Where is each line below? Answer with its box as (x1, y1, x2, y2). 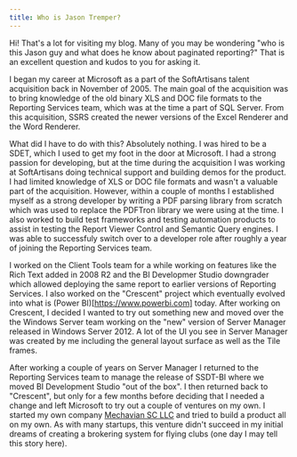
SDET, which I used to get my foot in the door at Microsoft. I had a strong (9, 148, 277, 159)
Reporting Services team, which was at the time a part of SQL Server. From (9, 102, 285, 112)
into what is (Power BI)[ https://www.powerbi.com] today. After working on (9, 298, 281, 308)
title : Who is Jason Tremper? (9, 12, 122, 22)
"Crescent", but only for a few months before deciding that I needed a (9, 390, 265, 401)
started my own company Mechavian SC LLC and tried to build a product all (9, 409, 286, 420)
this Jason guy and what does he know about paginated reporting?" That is (9, 46, 285, 58)
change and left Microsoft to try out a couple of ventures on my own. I (9, 400, 266, 411)
